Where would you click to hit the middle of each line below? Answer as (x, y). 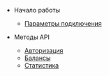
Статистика (42, 65)
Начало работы (37, 10)
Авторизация (44, 51)
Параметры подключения (63, 23)
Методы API (32, 37)
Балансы (37, 58)
